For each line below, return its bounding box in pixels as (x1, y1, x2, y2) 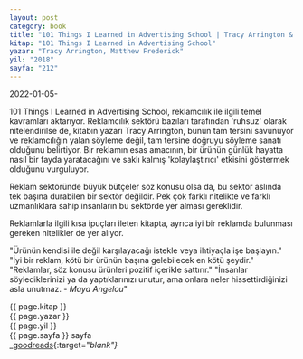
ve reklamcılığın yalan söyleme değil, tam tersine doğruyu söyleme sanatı (9, 135, 282, 146)
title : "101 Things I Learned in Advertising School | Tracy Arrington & (9, 30, 294, 39)
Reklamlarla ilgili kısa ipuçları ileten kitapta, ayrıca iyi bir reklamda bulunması (9, 218, 293, 229)
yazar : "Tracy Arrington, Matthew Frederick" (9, 47, 184, 56)
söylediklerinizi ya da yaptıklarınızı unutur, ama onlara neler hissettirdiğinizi (9, 273, 288, 285)
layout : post (9, 13, 59, 23)
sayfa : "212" (9, 64, 59, 73)
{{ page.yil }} (9, 320, 57, 331)
